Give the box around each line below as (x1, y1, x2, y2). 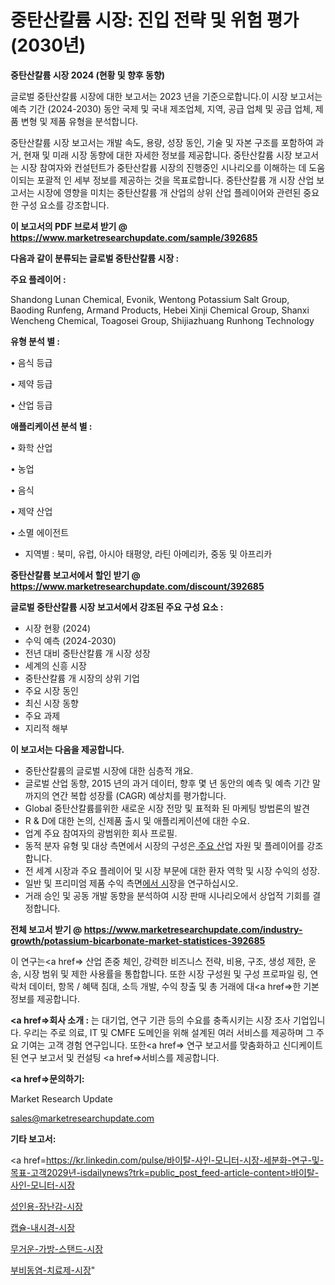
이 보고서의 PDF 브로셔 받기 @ (10, 220, 128, 232)
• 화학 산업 (10, 441, 53, 453)
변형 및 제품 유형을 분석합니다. (20, 115, 139, 127)
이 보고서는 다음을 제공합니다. (10, 743, 125, 755)
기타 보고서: (10, 1132, 57, 1145)
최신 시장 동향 (24, 697, 79, 709)
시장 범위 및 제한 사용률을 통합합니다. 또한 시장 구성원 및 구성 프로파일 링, (23, 967, 308, 980)
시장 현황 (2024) (24, 622, 92, 634)
